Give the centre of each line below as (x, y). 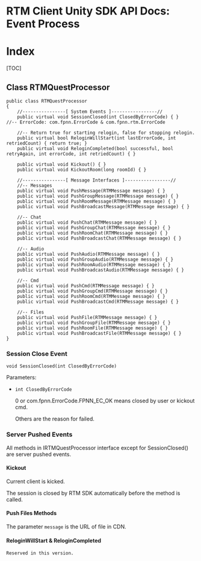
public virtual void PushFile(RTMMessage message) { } (87, 317)
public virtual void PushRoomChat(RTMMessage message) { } (93, 233)
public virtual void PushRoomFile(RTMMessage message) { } (93, 328)
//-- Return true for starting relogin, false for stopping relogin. (106, 133)
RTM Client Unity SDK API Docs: (88, 11)
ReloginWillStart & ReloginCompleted (54, 540)
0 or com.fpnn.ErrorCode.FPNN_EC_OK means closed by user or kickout (105, 401)
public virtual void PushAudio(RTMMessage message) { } (89, 254)
